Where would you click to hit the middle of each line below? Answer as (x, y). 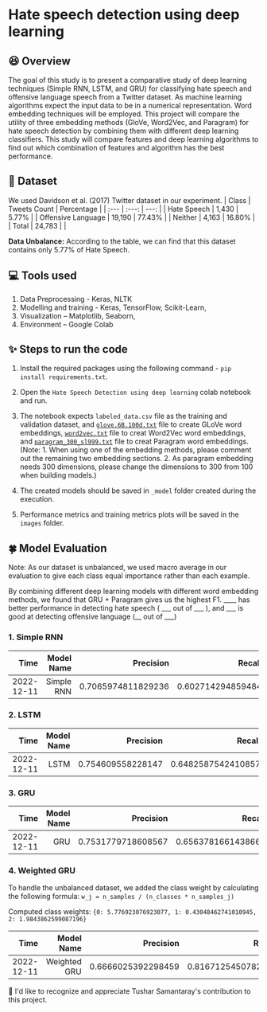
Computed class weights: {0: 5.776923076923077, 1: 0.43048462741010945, (132, 912)
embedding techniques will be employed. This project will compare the (124, 114)
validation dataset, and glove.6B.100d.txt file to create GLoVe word (131, 424)
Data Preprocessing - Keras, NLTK (76, 299)
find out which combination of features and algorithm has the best (116, 148)
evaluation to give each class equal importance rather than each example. (129, 576)
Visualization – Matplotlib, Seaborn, (77, 315)
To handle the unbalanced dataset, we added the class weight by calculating (133, 888)
